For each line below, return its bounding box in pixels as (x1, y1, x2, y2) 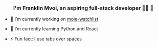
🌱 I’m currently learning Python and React (10, 26, 98, 32)
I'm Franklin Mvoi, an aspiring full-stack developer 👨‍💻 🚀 (13, 5, 154, 12)
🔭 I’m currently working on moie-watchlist (10, 16, 99, 22)
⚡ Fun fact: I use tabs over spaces (10, 36, 82, 42)
